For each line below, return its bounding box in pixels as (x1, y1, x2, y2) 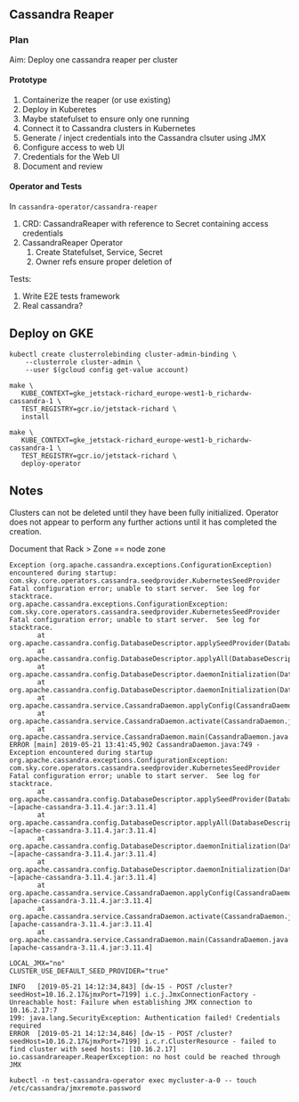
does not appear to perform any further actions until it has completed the (9, 517, 278, 527)
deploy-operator (20, 459, 82, 468)
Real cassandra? (21, 301, 83, 311)
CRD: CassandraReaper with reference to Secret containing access (21, 219, 269, 229)
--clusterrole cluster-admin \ (25, 357, 141, 367)
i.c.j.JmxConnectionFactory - (144, 990, 256, 998)
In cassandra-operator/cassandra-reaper (9, 201, 158, 212)
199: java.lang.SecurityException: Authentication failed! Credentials (9, 1013, 280, 1023)
